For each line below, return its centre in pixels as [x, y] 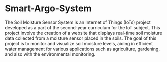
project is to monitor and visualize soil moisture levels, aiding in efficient [79, 43]
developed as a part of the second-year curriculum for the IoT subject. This [83, 27]
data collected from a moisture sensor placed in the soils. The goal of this [81, 38]
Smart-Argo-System [48, 9]
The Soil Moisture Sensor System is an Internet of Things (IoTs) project [78, 22]
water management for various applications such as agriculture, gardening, [82, 49]
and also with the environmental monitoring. [50, 54]
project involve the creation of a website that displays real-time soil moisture [83, 33]
